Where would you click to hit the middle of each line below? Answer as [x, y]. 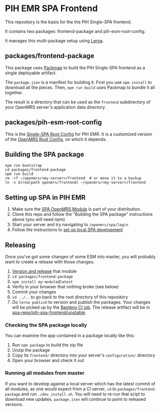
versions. [14, 404]
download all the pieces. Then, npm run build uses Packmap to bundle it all [80, 87]
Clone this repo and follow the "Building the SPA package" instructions [82, 214]
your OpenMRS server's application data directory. [56, 107]
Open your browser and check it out [48, 361]
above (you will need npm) [38, 219]
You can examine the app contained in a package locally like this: [70, 336]
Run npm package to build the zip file [47, 345]
